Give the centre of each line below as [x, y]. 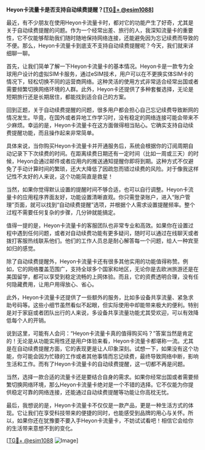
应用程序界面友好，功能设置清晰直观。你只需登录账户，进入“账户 [104, 197]
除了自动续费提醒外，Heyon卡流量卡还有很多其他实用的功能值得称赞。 [95, 261]
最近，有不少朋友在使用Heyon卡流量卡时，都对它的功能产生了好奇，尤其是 [100, 23]
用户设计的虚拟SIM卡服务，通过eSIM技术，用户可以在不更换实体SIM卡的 [103, 74]
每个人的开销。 [30, 320]
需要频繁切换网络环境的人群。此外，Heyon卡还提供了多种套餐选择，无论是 [100, 89]
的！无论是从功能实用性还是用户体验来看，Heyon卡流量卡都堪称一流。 [95, 341]
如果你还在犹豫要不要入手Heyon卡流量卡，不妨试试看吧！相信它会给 [103, 421]
